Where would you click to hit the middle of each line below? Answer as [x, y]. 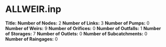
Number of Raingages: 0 [32, 39]
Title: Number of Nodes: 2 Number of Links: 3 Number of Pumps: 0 [77, 23]
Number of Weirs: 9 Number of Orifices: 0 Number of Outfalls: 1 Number [83, 28]
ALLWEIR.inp [33, 9]
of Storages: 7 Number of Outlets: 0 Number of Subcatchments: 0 [76, 33]
